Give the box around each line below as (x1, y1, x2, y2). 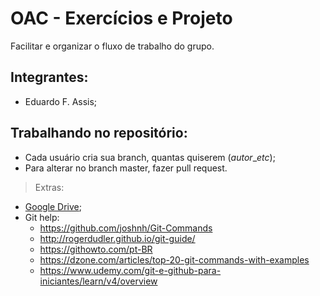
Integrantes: (10, 69, 89, 86)
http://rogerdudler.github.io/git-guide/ (39, 232, 196, 244)
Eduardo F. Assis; (24, 95, 98, 107)
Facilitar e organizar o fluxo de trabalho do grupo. (10, 40, 215, 52)
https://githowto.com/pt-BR (39, 243, 153, 255)
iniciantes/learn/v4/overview (39, 275, 158, 287)
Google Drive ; (24, 200, 82, 212)
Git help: (24, 211, 60, 223)
